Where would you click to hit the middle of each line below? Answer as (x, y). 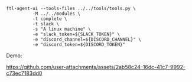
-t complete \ (50, 19)
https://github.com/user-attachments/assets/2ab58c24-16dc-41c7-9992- (96, 67)
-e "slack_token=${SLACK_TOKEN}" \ (76, 34)
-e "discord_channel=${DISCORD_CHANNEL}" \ (87, 40)
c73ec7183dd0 (24, 73)
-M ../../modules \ (56, 14)
